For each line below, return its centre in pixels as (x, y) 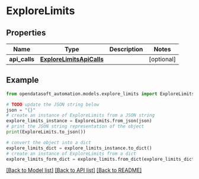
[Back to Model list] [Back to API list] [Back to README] (74, 170)
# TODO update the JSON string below (53, 105)
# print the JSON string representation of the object (75, 126)
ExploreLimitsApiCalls (72, 59)
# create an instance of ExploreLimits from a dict (71, 154)
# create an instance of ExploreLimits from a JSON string (81, 115)
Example (23, 80)
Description (126, 49)
